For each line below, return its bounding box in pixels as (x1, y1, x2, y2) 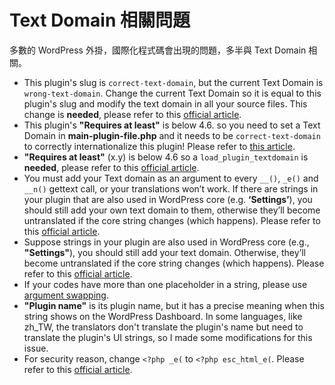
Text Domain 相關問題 (9, 9, 191, 32)
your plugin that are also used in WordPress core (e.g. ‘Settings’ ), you (23, 193, 313, 205)
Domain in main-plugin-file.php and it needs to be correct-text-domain (23, 129, 321, 141)
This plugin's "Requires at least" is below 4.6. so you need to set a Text (23, 119, 321, 131)
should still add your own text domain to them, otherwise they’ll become (23, 204, 321, 216)
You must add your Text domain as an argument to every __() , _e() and (23, 172, 319, 184)
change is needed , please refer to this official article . (23, 108, 242, 120)
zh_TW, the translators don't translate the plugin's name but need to (23, 321, 304, 333)
